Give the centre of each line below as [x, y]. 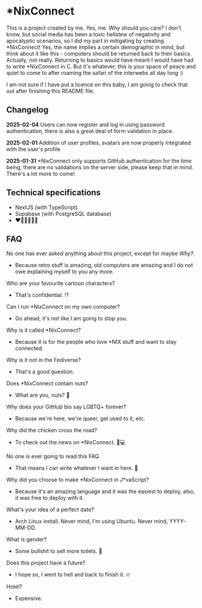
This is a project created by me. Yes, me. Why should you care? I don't [94, 28]
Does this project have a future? [46, 563]
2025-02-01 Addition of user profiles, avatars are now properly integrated [99, 143]
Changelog [27, 110]
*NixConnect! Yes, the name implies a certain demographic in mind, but [96, 47]
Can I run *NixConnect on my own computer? [63, 307]
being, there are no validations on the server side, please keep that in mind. [100, 167]
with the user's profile [33, 149]
